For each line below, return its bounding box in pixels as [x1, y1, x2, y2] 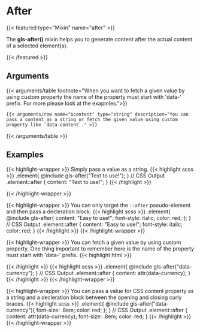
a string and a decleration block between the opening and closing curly [6, 294, 182, 301]
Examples [6, 150, 44, 160]
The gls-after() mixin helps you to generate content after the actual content [6, 35, 193, 43]
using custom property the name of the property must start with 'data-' [6, 93, 181, 100]
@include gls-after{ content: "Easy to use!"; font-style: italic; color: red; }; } [6, 214, 192, 221]
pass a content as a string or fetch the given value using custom [6, 116, 178, 122]
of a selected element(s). [6, 42, 68, 49]
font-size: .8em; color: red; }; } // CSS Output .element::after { [36, 306, 187, 313]
